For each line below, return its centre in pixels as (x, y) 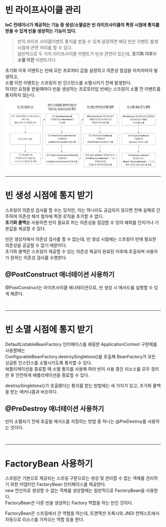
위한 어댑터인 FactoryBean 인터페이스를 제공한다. (58, 485)
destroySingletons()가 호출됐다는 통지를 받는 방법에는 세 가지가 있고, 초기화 (78, 385)
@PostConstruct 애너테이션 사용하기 (60, 275)
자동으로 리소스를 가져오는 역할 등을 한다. (45, 520)
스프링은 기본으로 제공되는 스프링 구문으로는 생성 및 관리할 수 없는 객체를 (75, 478)
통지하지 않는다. (21, 95)
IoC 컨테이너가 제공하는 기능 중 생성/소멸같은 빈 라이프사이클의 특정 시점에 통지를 (82, 25)
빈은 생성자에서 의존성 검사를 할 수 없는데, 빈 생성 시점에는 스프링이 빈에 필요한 (81, 239)
